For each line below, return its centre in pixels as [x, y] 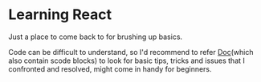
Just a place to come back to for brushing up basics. [96, 37]
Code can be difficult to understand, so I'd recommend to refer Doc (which [131, 52]
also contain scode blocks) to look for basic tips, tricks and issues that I [126, 61]
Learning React [60, 15]
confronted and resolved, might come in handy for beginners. [110, 68]
